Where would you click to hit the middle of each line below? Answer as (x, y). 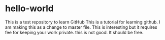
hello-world (30, 9)
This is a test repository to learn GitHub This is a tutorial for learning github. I (83, 22)
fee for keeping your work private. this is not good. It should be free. (74, 32)
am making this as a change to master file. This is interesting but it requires (81, 27)
